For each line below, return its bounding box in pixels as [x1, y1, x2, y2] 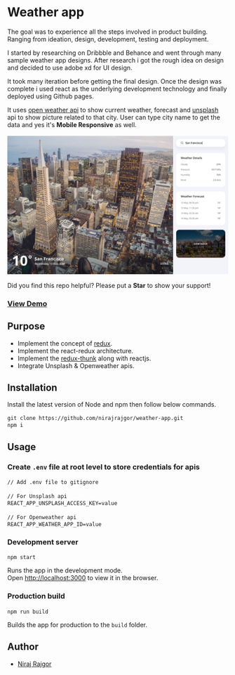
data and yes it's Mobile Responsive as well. [7, 120, 137, 129]
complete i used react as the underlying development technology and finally [7, 84, 227, 93]
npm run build [7, 608, 49, 615]
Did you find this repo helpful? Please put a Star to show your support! [7, 281, 211, 289]
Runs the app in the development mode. [7, 566, 123, 575]
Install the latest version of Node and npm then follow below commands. [7, 400, 217, 409]
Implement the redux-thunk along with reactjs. [17, 354, 152, 362]
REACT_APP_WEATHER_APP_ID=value [7, 521, 102, 528]
